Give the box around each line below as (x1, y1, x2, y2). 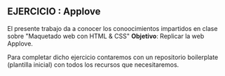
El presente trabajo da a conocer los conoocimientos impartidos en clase (7, 24, 218, 32)
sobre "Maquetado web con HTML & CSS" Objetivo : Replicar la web (7, 32, 205, 40)
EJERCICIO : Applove (7, 6, 101, 18)
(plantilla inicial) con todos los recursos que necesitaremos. (7, 60, 179, 69)
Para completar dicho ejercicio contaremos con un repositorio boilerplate (7, 53, 219, 61)
